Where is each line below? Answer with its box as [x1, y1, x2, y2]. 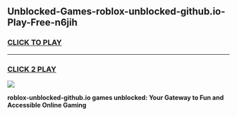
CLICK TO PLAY [7, 38, 62, 48]
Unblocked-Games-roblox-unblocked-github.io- [7, 6, 226, 18]
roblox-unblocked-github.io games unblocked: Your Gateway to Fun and [7, 93, 224, 101]
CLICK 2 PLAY [7, 64, 56, 74]
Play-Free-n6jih [7, 17, 78, 29]
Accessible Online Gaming [7, 101, 87, 109]
